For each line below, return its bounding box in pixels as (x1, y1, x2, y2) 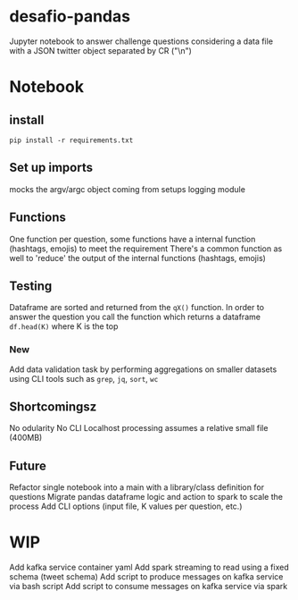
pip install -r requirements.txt (9, 136, 134, 145)
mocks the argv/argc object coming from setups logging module (9, 183, 245, 194)
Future (9, 458, 47, 473)
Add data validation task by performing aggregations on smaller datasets (9, 364, 277, 375)
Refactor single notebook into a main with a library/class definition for (9, 482, 265, 493)
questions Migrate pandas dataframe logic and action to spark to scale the (9, 492, 284, 503)
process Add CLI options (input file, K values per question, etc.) (9, 501, 243, 511)
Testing (9, 278, 53, 293)
